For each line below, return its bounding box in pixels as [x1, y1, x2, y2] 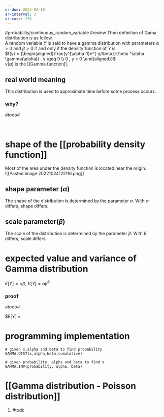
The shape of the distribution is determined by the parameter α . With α [5, 198, 149, 204]
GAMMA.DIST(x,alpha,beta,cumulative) [5, 351, 83, 356]
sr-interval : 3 [5, 12, 36, 17]
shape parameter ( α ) [5, 185, 70, 193]
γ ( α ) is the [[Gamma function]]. [5, 61, 68, 67]
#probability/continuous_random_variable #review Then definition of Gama [5, 30, 157, 36]
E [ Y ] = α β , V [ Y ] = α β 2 [5, 279, 50, 286]
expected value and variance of [5, 253, 137, 264]
